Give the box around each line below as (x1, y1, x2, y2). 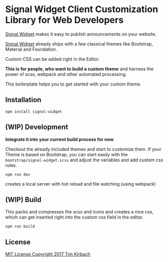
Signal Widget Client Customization (5, 4, 158, 15)
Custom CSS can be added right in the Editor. (5, 56, 100, 62)
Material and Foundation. (5, 46, 57, 52)
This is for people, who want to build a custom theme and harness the (5, 66, 154, 72)
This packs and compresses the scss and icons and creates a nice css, (5, 209, 154, 215)
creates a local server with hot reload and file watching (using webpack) (5, 181, 156, 187)
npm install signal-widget (5, 109, 62, 114)
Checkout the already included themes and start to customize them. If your (5, 146, 162, 152)
